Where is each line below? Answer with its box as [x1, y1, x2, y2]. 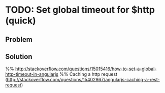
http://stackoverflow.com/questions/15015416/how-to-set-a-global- [15, 66, 157, 72]
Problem [5, 35, 33, 44]
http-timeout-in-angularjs [5, 71, 58, 77]
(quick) [5, 15, 37, 26]
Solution [5, 52, 32, 61]
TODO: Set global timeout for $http [5, 4, 155, 16]
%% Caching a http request [59, 71, 118, 77]
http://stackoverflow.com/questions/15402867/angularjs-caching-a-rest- [7, 77, 160, 83]
